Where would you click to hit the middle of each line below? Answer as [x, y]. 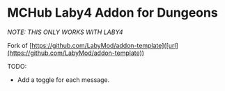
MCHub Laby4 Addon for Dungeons [113, 13]
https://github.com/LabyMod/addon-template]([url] [105, 45]
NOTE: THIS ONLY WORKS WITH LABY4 [65, 32]
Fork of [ [20, 45]
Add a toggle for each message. [63, 80]
